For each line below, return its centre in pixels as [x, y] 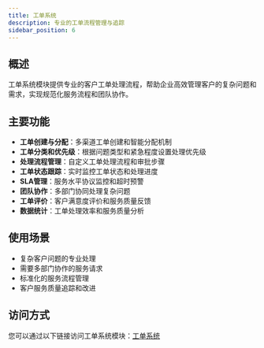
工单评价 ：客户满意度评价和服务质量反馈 [85, 201]
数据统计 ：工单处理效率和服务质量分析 [82, 211]
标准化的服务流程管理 [54, 278]
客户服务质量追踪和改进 [58, 287]
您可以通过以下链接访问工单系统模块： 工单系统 [84, 335]
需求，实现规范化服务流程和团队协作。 [70, 94]
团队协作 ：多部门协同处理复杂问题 [75, 191]
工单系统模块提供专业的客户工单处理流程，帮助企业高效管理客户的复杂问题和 [132, 84]
